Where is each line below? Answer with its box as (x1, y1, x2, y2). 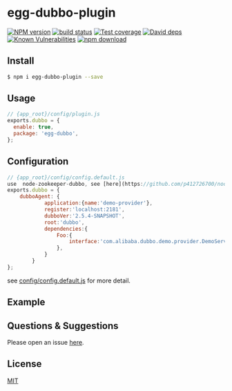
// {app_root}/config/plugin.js (7, 111, 100, 118)
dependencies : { (43, 225, 88, 232)
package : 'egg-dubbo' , (13, 130, 79, 137)
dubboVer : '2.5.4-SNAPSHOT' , (43, 212, 126, 219)
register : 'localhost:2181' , (43, 206, 126, 213)
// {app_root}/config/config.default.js (7, 174, 126, 181)
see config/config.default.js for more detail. (7, 276, 131, 285)
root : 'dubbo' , (43, 219, 85, 226)
